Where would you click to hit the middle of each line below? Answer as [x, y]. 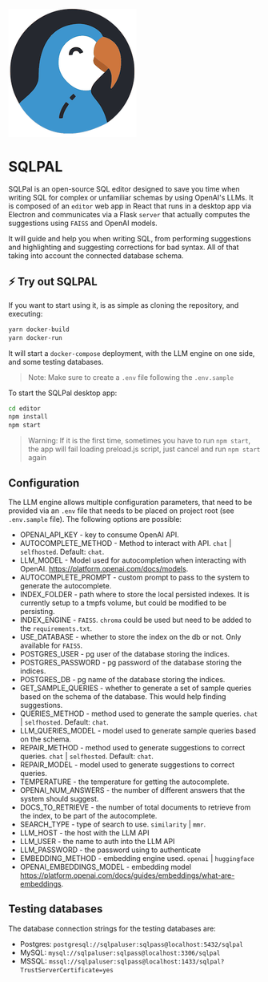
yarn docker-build [39, 329]
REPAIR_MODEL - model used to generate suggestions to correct [127, 764]
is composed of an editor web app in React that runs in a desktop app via [130, 206]
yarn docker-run [35, 337]
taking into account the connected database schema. [96, 255]
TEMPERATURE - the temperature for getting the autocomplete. [124, 782]
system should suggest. [59, 798]
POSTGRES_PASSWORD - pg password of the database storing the [131, 662]
